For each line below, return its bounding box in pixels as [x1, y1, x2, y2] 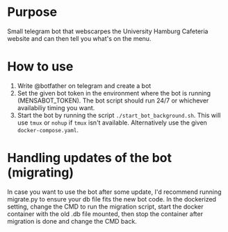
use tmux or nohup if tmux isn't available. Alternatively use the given [17, 118, 207, 127]
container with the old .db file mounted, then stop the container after [7, 209, 204, 218]
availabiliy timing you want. [17, 103, 95, 111]
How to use [7, 59, 74, 75]
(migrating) [7, 165, 74, 181]
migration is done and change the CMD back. [7, 217, 137, 225]
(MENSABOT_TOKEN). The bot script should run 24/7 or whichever [17, 96, 209, 105]
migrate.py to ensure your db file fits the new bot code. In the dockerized [7, 195, 217, 203]
